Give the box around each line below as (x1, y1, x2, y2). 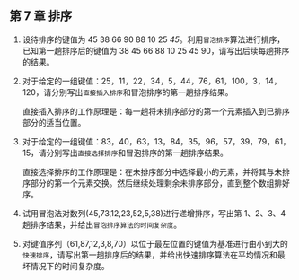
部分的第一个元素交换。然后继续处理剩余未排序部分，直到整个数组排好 (30, 178, 290, 188)
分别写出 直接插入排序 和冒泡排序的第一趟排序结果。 (50, 86, 233, 97)
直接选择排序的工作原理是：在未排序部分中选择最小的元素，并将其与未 (22, 166, 283, 177)
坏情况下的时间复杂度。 (22, 260, 110, 271)
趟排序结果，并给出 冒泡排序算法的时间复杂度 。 (22, 219, 182, 230)
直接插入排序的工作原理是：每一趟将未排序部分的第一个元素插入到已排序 (22, 106, 290, 117)
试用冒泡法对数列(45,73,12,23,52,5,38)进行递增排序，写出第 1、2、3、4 (22, 207, 286, 218)
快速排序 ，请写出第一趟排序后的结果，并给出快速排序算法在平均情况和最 (22, 249, 286, 260)
